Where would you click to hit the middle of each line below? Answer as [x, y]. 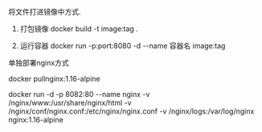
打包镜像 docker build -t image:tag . [79, 29]
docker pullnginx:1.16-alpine [54, 79]
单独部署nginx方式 [39, 63]
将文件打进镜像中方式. [45, 12]
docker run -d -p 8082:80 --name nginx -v [79, 94]
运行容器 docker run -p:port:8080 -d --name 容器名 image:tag [123, 46]
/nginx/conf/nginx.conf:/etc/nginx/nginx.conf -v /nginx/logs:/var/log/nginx [131, 111]
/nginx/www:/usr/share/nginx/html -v [70, 103]
